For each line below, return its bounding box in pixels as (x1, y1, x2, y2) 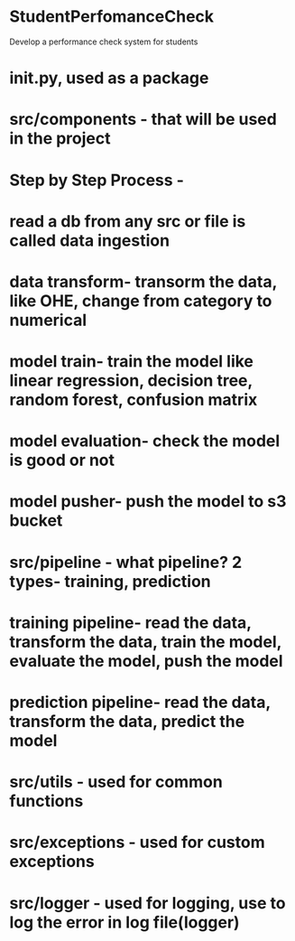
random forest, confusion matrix (9, 390, 258, 410)
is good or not (9, 450, 115, 470)
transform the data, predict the (9, 712, 245, 731)
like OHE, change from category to (9, 291, 272, 311)
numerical (9, 310, 88, 331)
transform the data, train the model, (9, 631, 282, 652)
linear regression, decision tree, (9, 370, 253, 391)
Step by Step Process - (9, 170, 185, 191)
